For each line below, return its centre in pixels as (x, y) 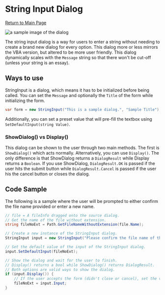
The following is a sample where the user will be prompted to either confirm (82, 201)
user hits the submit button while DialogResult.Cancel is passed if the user (81, 168)
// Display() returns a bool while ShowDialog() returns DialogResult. (80, 265)
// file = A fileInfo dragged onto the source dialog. (62, 215)
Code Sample (26, 189)
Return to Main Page (26, 23)
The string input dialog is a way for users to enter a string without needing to (82, 42)
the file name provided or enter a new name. (50, 206)
